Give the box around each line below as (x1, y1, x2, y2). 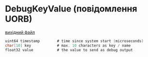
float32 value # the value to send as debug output (5, 47, 133, 52)
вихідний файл (5, 29, 35, 35)
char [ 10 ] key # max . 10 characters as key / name (5, 43, 131, 48)
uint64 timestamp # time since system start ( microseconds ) (5, 38, 144, 44)
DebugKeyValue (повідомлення (5, 3, 137, 14)
